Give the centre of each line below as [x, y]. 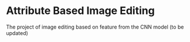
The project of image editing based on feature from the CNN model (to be [95, 27]
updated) [17, 33]
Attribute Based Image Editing [81, 11]
